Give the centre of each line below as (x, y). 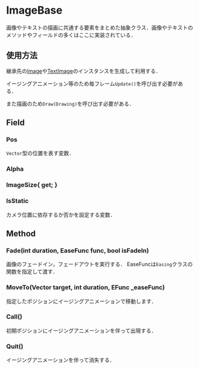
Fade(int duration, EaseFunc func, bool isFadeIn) (78, 250)
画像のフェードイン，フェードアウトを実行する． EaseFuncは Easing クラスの (99, 264)
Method (21, 233)
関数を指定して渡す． (32, 272)
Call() (14, 317)
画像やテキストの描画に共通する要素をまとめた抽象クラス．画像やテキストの (99, 27)
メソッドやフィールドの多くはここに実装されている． (71, 35)
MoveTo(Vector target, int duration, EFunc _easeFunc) (86, 288)
